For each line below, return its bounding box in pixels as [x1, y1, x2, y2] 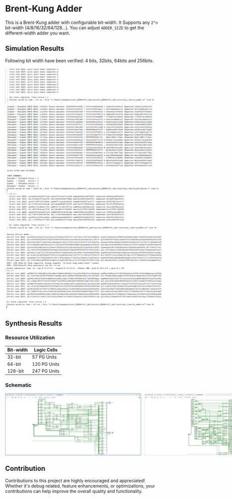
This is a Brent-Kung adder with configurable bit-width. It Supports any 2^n [5, 19, 158, 25]
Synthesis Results [5, 319, 62, 328]
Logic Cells [34, 347, 58, 353]
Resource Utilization [5, 334, 55, 341]
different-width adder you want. [5, 30, 70, 36]
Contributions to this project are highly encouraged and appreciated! [5, 478, 145, 484]
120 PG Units [32, 361, 59, 367]
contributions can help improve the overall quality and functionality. [5, 488, 143, 494]
